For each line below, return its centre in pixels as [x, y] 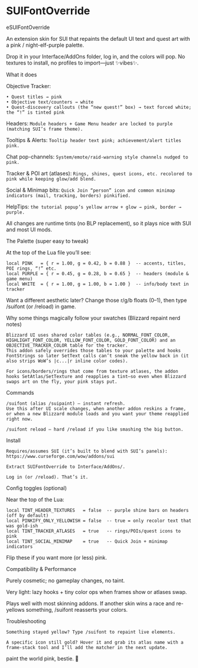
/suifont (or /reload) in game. [41, 306]
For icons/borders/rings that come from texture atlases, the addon [92, 371]
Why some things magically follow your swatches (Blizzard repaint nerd [93, 318]
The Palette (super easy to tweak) [47, 241]
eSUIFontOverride [28, 27]
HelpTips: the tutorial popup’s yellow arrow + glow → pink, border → [94, 206]
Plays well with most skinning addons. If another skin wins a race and [91, 603]
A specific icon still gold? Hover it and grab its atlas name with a [95, 642]
